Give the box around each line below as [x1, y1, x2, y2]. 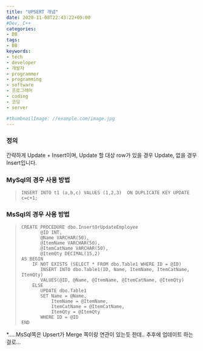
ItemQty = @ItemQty [51, 309, 101, 315]
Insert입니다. [6, 159, 38, 166]
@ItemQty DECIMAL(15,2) [40, 251, 101, 257]
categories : [6, 25, 36, 32]
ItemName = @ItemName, [51, 298, 108, 304]
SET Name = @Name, [40, 293, 87, 300]
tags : [6, 37, 20, 43]
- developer [6, 59, 36, 65]
